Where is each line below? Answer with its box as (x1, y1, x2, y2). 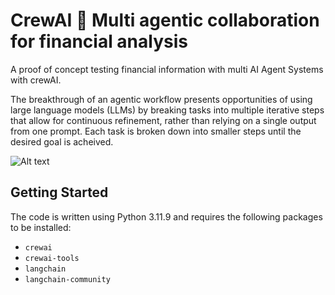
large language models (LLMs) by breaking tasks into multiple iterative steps (10, 104, 325, 116)
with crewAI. (10, 74, 62, 86)
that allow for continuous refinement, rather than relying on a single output (10, 114, 317, 126)
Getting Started (10, 184, 109, 201)
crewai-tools (24, 253, 80, 263)
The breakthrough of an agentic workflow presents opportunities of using (10, 93, 313, 105)
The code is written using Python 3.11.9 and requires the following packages (10, 210, 323, 223)
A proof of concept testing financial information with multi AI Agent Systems (10, 63, 324, 75)
